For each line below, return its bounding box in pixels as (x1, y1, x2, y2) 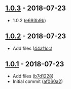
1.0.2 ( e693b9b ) (12, 17, 47, 23)
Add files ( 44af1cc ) (12, 45, 53, 51)
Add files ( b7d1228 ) (12, 73, 54, 79)
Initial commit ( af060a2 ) (12, 78, 63, 84)
